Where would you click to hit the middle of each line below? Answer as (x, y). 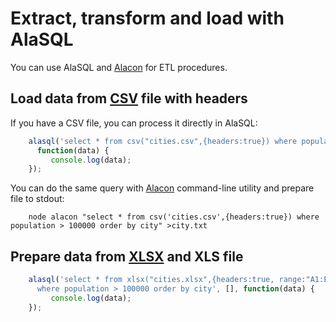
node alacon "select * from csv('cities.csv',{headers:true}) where (174, 217)
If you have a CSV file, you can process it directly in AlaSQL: (134, 123)
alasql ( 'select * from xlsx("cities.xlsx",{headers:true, (151, 280)
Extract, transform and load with (147, 18)
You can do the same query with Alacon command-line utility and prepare (162, 188)
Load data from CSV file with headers (129, 98)
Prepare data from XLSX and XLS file (127, 256)
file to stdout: (37, 199)
